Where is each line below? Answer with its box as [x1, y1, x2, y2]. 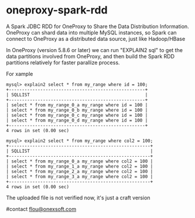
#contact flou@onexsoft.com [6, 205, 77, 212]
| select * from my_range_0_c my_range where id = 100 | [6, 112, 148, 118]
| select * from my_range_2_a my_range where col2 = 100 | [6, 168, 153, 174]
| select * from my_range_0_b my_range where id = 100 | [6, 107, 148, 113]
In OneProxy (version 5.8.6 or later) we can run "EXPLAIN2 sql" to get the [6, 46, 183, 53]
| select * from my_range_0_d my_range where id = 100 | [6, 117, 148, 123]
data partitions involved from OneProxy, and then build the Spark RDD [6, 53, 175, 60]
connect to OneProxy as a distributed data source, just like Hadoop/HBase [6, 35, 186, 42]
